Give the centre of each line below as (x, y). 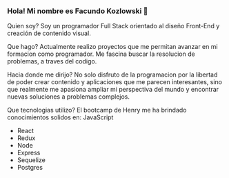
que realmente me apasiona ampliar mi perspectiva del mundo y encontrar (113, 90)
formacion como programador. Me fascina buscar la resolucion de (101, 54)
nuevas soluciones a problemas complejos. (68, 97)
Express (29, 153)
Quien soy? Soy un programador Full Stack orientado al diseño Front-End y (113, 26)
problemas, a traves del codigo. (52, 61)
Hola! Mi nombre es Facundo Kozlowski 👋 (78, 11)
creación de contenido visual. (49, 33)
